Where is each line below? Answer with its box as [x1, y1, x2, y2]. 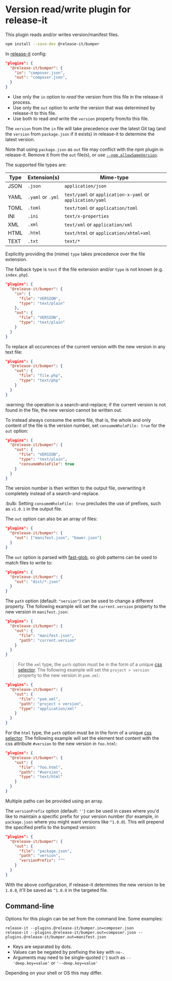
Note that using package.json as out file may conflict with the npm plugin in [5, 146, 164, 152]
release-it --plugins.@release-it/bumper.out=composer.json [5, 930, 137, 935]
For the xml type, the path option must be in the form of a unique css [17, 661, 162, 668]
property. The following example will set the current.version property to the [5, 603, 166, 610]
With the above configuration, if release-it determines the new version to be [5, 881, 165, 888]
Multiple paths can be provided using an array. [5, 798, 103, 804]
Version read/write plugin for [5, 4, 131, 15]
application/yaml [64, 198, 106, 203]
